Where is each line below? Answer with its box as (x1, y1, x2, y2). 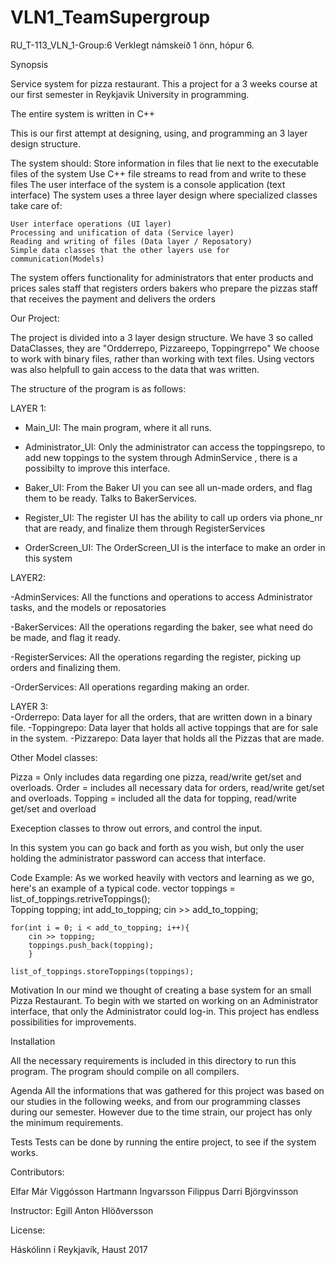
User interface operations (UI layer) (10, 219, 172, 229)
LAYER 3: (10, 700, 49, 712)
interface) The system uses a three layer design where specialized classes (10, 189, 318, 201)
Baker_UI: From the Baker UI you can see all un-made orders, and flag (24, 481, 313, 493)
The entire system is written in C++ (10, 107, 156, 120)
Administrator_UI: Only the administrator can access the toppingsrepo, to (24, 441, 326, 453)
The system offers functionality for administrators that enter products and (10, 271, 314, 283)
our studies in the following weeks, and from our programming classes (10, 1095, 301, 1107)
